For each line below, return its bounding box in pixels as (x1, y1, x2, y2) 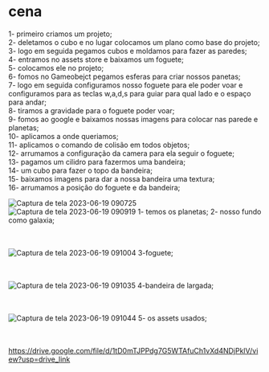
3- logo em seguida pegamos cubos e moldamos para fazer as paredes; (8, 46, 247, 55)
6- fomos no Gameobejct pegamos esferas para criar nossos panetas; (8, 72, 241, 81)
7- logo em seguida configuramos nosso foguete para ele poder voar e (8, 80, 243, 90)
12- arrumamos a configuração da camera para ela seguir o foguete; (8, 148, 235, 158)
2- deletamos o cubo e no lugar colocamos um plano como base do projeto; (8, 37, 260, 47)
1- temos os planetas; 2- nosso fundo (137, 206, 262, 216)
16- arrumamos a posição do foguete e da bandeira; (8, 182, 181, 192)
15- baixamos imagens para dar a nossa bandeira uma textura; (8, 174, 215, 183)
